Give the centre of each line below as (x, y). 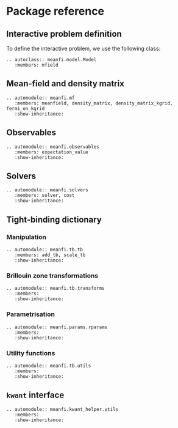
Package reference (55, 11)
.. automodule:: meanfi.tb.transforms (55, 289)
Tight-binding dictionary (54, 219)
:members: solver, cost (44, 196)
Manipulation (27, 237)
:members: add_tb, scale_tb (50, 255)
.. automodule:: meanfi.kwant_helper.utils (62, 409)
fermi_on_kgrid (26, 108)
